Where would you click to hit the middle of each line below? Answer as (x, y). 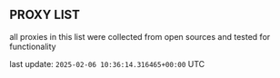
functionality (33, 46)
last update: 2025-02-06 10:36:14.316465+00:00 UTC (107, 63)
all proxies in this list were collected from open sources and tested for (140, 36)
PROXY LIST (45, 15)
